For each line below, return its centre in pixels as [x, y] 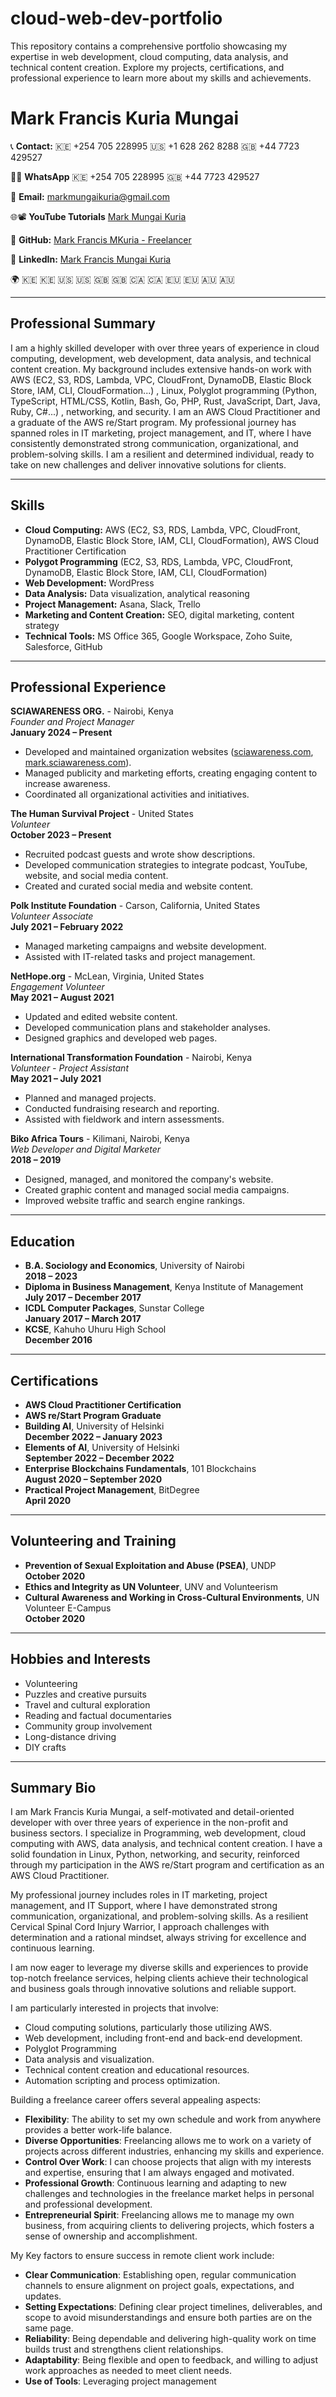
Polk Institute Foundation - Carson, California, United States [135, 906]
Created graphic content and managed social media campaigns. [157, 1190]
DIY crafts [45, 1747]
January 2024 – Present [61, 733]
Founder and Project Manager [72, 722]
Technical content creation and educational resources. [137, 2070]
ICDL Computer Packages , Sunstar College [114, 1308]
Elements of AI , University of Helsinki [102, 1447]
